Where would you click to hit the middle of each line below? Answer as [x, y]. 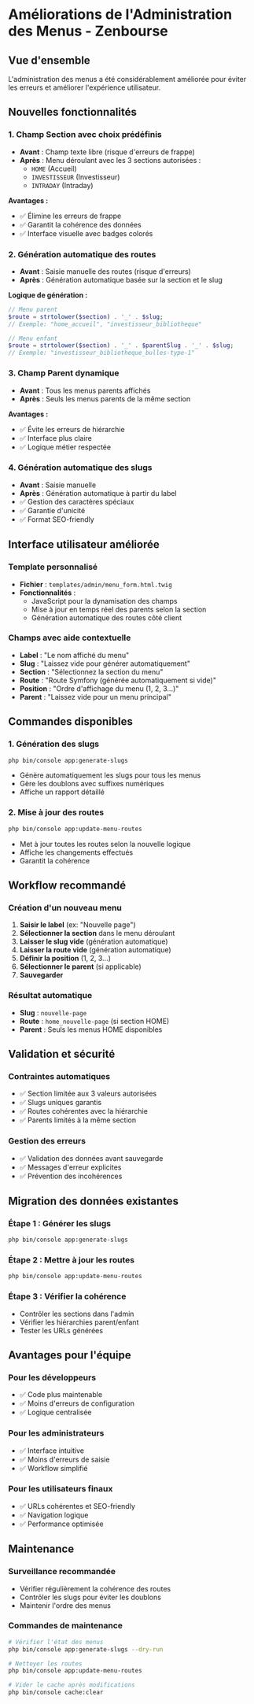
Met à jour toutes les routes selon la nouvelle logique [105, 844]
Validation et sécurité [62, 1053]
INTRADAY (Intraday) [62, 185]
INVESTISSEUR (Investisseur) [75, 177]
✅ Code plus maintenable [61, 1395]
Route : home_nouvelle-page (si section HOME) [94, 1021]
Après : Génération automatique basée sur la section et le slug [121, 279]
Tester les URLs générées [61, 1330]
